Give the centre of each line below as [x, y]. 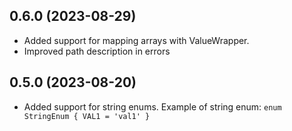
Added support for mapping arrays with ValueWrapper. [136, 40]
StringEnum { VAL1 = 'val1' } [87, 116]
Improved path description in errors [97, 51]
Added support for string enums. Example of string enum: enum [152, 106]
